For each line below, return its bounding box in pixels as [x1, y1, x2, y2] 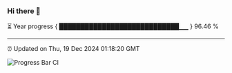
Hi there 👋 [7, 6, 41, 16]
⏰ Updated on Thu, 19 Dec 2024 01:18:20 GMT [7, 45, 140, 53]
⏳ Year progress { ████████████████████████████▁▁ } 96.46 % [7, 22, 219, 30]
